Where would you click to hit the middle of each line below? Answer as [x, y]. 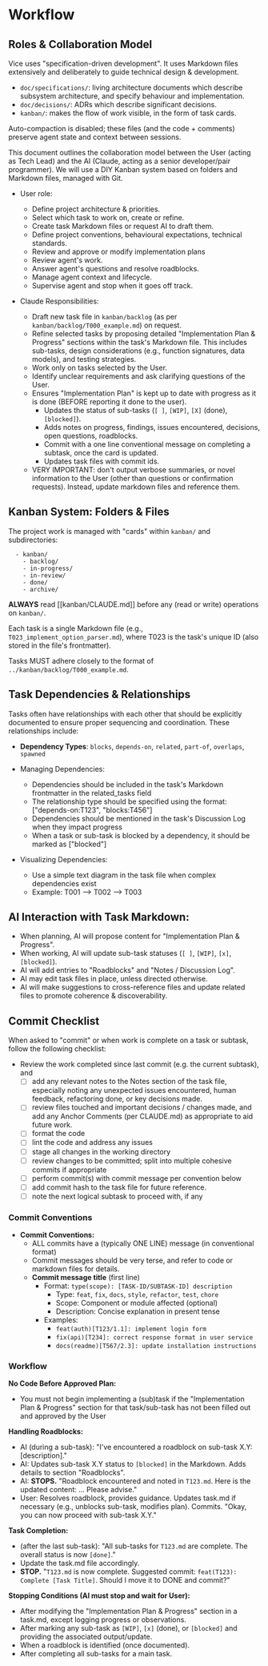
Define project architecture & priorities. [96, 209]
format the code [58, 1134]
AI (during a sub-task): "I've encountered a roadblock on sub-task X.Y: [136, 1447]
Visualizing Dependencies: [64, 859]
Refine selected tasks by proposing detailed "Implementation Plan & [144, 333]
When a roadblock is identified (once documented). [105, 1645]
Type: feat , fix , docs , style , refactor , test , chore [137, 1295]
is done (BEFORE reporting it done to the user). [109, 401]
